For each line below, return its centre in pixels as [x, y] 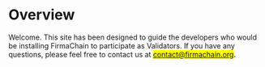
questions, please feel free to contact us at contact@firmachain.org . [122, 54]
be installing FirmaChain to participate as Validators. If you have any [122, 45]
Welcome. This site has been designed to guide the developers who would [133, 37]
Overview [42, 15]
